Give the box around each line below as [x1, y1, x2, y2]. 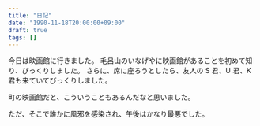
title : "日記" [8, 11, 53, 20]
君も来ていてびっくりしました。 [8, 76, 112, 85]
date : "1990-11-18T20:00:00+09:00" [8, 19, 126, 27]
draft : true [8, 26, 47, 34]
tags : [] [8, 33, 37, 42]
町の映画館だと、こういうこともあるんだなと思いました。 [8, 92, 195, 102]
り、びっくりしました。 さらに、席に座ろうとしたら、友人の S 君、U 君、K [8, 66, 251, 76]
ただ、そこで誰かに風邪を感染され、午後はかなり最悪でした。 [8, 109, 209, 119]
